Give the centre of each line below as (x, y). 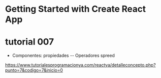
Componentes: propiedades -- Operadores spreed (63, 55)
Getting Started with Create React (76, 9)
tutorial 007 (30, 42)
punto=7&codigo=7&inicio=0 (34, 70)
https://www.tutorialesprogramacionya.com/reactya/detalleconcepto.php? (80, 65)
